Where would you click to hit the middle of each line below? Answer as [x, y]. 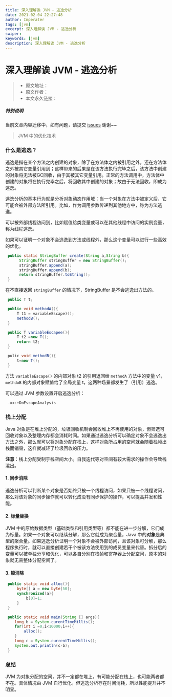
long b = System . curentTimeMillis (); [55, 622]
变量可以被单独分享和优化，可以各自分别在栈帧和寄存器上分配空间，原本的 [84, 554]
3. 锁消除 [15, 573]
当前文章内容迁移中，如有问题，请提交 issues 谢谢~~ [61, 125]
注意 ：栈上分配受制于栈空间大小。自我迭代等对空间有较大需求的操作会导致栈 [86, 459]
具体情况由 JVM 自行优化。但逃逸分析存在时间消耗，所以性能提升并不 [92, 683]
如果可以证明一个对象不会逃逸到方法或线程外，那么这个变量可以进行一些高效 [86, 239]
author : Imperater [25, 19]
